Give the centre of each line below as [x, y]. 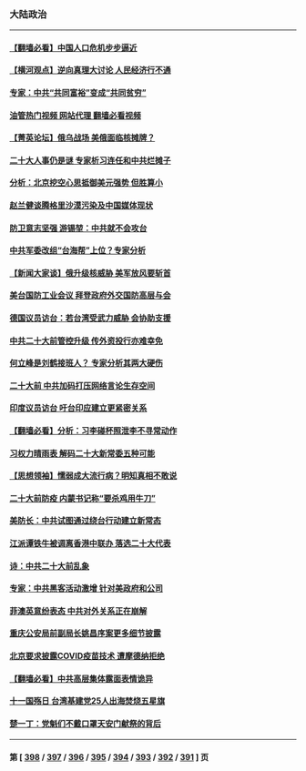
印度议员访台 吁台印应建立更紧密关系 [78, 408]
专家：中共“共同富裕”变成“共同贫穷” [78, 93]
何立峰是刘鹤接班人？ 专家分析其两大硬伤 [87, 363]
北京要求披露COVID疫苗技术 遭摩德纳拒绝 [87, 655]
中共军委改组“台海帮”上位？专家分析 [78, 250]
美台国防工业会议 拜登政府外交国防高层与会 [90, 295]
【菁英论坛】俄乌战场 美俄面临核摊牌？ [82, 137]
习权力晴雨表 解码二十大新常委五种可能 [82, 453]
